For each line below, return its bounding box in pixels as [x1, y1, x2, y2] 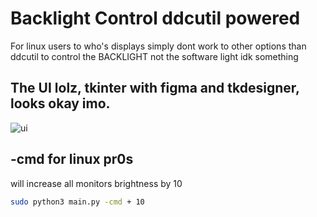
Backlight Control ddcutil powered [10, 7, 301, 30]
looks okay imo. [10, 95, 111, 112]
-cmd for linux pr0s [10, 151, 134, 168]
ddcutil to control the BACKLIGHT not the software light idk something [10, 50, 299, 62]
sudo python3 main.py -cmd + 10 [10, 197, 145, 207]
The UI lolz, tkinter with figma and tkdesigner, [10, 80, 300, 97]
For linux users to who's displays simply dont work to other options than [10, 40, 307, 52]
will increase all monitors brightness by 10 [10, 177, 183, 189]
